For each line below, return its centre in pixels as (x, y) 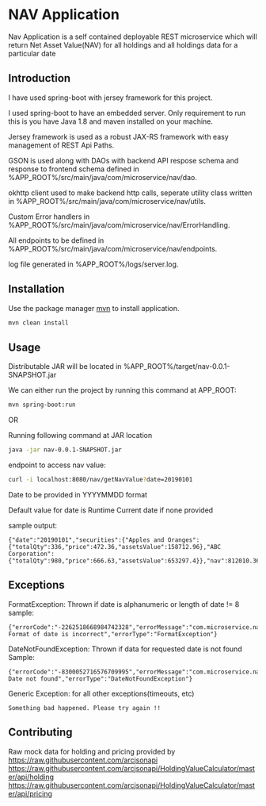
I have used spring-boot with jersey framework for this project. (110, 98)
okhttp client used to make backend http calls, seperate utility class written (130, 193)
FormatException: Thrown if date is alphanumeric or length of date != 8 (124, 604)
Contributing (40, 733)
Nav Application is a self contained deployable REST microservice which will (133, 36)
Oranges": (184, 540)
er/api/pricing (30, 793)
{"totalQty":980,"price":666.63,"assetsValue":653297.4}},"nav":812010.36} (136, 561)
